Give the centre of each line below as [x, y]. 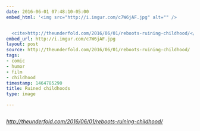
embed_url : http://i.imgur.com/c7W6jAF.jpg [61, 39]
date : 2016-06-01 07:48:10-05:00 [48, 12]
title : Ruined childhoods [38, 89]
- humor [16, 66]
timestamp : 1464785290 [34, 83]
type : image [21, 94]
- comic [16, 61]
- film [14, 72]
